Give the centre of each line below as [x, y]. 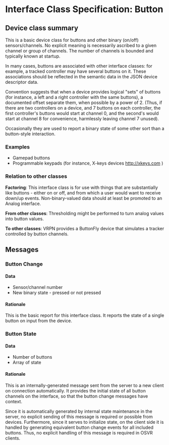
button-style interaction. [30, 134]
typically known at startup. [33, 56]
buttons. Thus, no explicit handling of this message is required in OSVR [79, 432]
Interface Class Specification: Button [84, 9]
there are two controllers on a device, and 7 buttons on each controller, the [83, 108]
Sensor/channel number [38, 287]
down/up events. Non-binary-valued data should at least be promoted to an [84, 198]
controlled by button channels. [37, 234]
